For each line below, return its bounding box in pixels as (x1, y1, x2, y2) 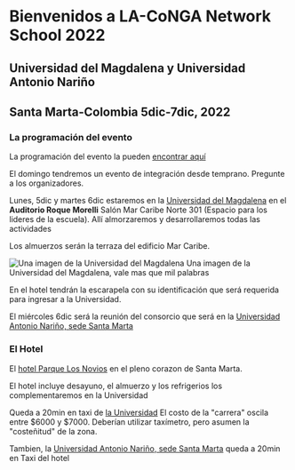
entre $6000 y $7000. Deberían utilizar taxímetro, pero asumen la (9, 416, 251, 427)
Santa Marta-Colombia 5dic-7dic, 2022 (9, 104, 231, 119)
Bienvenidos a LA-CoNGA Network (9, 6, 272, 27)
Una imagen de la (186, 258, 251, 268)
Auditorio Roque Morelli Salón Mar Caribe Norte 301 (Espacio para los (9, 204, 268, 215)
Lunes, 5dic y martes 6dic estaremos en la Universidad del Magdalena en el (9, 195, 287, 206)
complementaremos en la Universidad (9, 389, 148, 401)
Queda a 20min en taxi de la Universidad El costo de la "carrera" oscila (9, 407, 269, 418)
